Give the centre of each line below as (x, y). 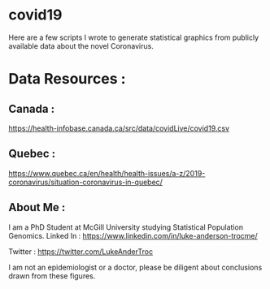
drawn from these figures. (52, 276)
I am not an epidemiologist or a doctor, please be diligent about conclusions (135, 267)
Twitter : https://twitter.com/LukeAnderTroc (81, 251)
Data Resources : (67, 79)
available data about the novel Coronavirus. (81, 45)
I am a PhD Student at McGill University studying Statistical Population (126, 227)
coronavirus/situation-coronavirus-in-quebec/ (85, 182)
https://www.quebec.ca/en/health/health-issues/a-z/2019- (107, 173)
